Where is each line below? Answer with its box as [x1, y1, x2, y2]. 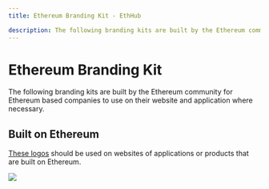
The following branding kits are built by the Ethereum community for [8, 87, 234, 97]
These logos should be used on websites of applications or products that [8, 149, 250, 159]
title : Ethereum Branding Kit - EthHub [8, 11, 142, 20]
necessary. [8, 104, 46, 114]
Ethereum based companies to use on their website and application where [8, 95, 254, 105]
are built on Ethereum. [8, 157, 82, 167]
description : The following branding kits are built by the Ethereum [8, 26, 246, 34]
